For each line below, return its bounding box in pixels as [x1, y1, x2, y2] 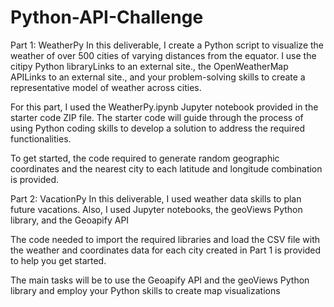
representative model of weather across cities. [10, 81, 202, 93]
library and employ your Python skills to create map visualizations [10, 284, 281, 296]
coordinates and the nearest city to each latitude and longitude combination [10, 162, 323, 175]
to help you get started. [10, 254, 107, 266]
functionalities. [10, 132, 72, 145]
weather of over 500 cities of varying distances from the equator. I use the [10, 49, 317, 61]
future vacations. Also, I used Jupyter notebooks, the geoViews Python [10, 203, 303, 215]
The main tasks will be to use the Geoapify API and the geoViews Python [10, 274, 310, 286]
